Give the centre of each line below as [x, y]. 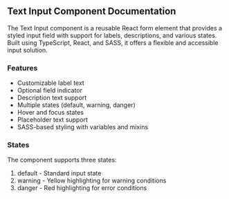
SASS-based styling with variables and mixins [83, 127]
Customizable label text [51, 83]
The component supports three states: [62, 160]
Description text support [52, 98]
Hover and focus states [51, 113]
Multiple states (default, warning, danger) [76, 105]
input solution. [28, 50]
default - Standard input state [59, 173]
